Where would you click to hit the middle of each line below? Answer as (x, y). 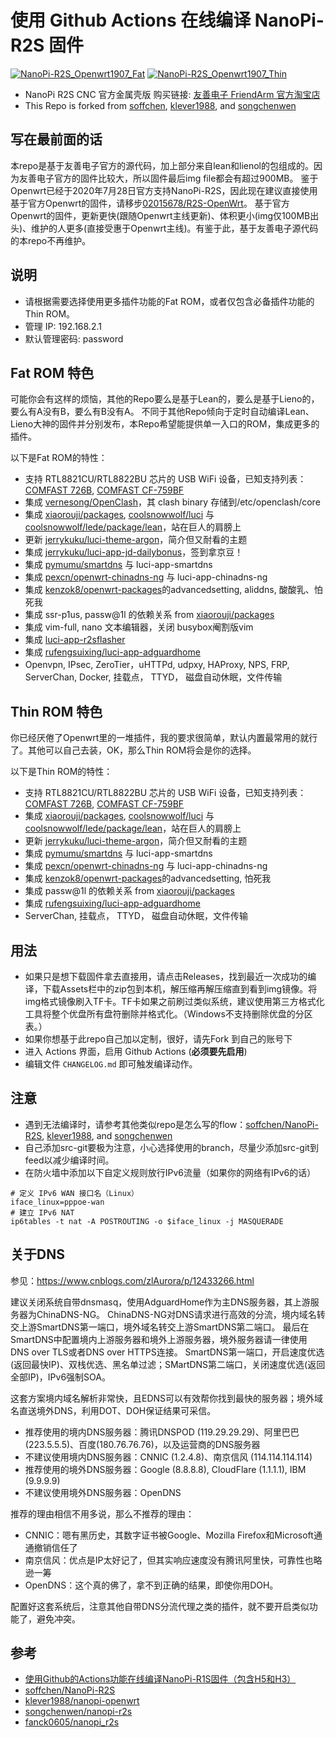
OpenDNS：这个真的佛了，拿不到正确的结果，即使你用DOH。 (151, 1585)
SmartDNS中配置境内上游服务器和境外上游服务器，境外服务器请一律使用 (159, 1339)
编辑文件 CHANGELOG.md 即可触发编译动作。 (111, 1064)
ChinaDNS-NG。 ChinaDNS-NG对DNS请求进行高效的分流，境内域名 (176, 1314)
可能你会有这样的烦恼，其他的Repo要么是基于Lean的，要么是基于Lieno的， (165, 399)
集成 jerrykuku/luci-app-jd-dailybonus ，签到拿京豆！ (134, 552)
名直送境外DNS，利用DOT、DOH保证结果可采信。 (113, 1410)
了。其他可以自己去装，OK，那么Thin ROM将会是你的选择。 (133, 750)
